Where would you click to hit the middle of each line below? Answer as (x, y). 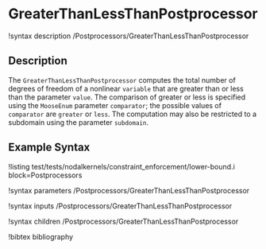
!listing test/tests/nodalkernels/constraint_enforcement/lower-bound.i (122, 166)
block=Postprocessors (45, 175)
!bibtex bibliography (41, 236)
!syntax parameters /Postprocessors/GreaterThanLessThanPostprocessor (129, 190)
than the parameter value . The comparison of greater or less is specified (127, 97)
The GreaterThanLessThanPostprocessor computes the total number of (122, 80)
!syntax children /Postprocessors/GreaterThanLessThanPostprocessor (123, 221)
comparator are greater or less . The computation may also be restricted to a (132, 114)
